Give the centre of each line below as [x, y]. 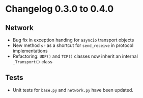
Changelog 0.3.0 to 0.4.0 [60, 9]
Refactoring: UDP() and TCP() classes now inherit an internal [75, 56]
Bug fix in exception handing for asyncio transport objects [73, 40]
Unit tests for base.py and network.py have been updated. [73, 90]
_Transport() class [32, 62]
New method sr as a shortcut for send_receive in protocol [73, 45]
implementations [30, 51]
